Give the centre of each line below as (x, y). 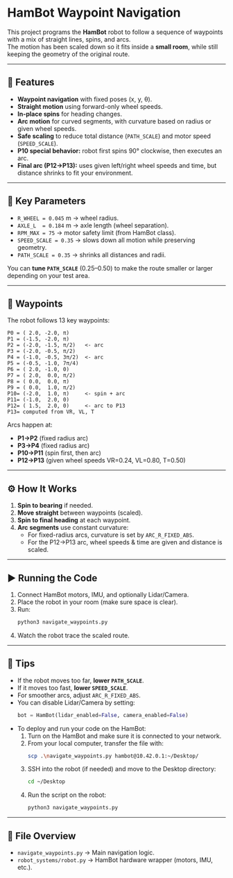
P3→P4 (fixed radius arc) (53, 446)
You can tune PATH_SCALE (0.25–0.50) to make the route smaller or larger (110, 268)
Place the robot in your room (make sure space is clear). (97, 602)
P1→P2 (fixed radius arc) (53, 438)
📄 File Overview (42, 836)
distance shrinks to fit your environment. (75, 173)
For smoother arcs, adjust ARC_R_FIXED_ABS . (79, 695)
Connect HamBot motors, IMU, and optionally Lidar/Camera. (103, 595)
